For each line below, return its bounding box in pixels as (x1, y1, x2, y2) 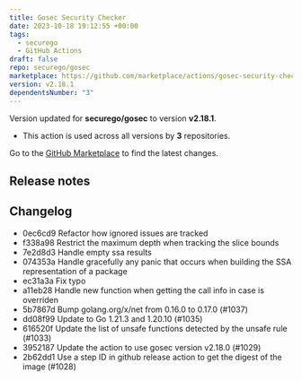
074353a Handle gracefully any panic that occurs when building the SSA (22, 256, 292, 267)
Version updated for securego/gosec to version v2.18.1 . (9, 113, 218, 124)
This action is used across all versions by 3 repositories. (22, 130, 231, 141)
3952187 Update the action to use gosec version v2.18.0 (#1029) (22, 342, 262, 352)
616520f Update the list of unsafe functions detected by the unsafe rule (22, 323, 288, 333)
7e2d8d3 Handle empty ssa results (22, 247, 153, 257)
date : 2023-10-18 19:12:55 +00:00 (9, 22, 139, 30)
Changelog (9, 203, 73, 220)
